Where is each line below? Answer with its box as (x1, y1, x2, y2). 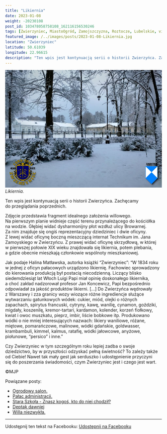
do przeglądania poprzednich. (5, 203, 67, 209)
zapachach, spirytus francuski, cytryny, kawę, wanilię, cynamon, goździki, (5, 302, 158, 308)
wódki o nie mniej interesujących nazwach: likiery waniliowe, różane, (5, 318, 146, 324)
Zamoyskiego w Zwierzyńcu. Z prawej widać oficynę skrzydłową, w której (5, 239, 157, 245)
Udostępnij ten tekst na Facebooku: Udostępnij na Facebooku (5, 423, 132, 429)
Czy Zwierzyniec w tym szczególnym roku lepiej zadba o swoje (5, 343, 135, 349)
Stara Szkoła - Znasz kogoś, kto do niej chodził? (12, 398, 111, 404)
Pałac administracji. (12, 393, 53, 399)
